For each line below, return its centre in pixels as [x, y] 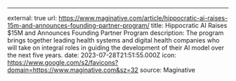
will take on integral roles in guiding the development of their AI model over [116, 47]
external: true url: [32, 18]
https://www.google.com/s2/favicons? [63, 62]
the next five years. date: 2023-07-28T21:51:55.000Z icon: [92, 55]
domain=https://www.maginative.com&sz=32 [73, 70]
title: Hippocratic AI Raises [189, 25]
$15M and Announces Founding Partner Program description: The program [116, 33]
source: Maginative [168, 70]
